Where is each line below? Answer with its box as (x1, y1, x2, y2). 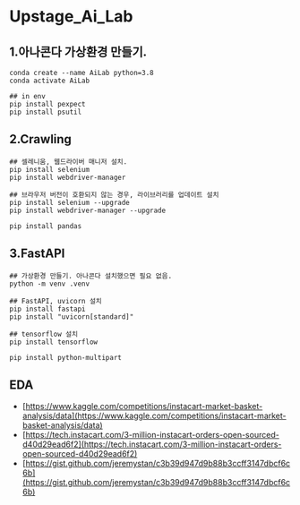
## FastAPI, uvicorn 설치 (9, 296, 103, 305)
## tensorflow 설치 (9, 330, 79, 338)
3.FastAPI (9, 246, 65, 261)
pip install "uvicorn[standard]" (9, 312, 134, 321)
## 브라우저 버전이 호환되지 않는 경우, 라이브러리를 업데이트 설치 (9, 190, 219, 199)
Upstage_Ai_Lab (9, 6, 133, 27)
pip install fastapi (9, 304, 87, 313)
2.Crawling (9, 132, 72, 147)
